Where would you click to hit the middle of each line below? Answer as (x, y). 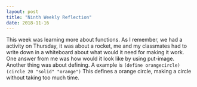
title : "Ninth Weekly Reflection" (49, 17)
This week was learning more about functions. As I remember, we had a (94, 40)
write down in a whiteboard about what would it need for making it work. (95, 52)
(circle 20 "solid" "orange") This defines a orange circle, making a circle (99, 72)
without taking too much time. (43, 77)
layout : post (22, 12)
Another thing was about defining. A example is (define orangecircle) (93, 65)
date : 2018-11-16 (28, 23)
